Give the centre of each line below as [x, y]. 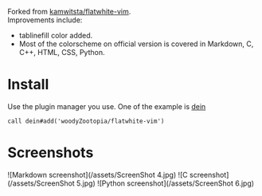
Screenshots [51, 153]
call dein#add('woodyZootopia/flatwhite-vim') [86, 121]
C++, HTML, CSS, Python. [62, 52]
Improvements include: [45, 20]
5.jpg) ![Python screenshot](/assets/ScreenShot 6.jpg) [165, 183]
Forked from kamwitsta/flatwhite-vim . [69, 12]
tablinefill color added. [56, 35]
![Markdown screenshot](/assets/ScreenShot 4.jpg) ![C [98, 174]
